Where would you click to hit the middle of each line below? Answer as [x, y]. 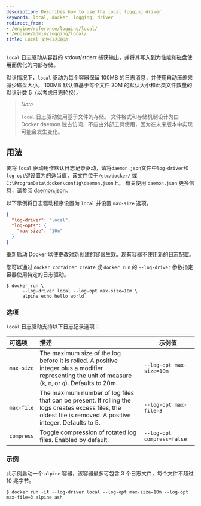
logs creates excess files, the [80, 408]
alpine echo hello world [53, 297]
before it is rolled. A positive [79, 361]
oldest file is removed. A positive [85, 415]
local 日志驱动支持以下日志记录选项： [53, 327]
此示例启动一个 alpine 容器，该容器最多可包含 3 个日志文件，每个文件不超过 [100, 473]
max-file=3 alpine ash [34, 497]
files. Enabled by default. [74, 440]
